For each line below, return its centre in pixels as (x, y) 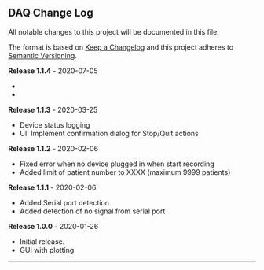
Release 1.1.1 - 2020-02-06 (52, 187)
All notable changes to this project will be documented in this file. (114, 31)
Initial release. (42, 241)
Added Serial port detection (64, 202)
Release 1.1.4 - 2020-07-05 (53, 71)
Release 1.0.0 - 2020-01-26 (53, 226)
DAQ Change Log (51, 13)
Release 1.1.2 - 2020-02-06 (53, 148)
